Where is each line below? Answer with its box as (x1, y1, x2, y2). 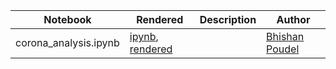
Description (199, 13, 257, 26)
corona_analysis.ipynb (15, 36, 120, 49)
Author (276, 13, 311, 26)
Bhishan (266, 30, 305, 43)
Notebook (43, 13, 92, 26)
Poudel (266, 42, 300, 56)
